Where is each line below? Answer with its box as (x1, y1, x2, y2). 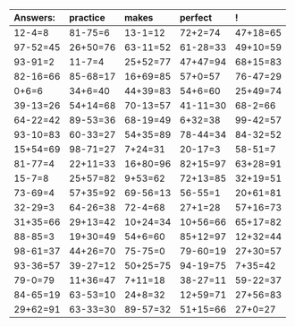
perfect (180, 12, 213, 23)
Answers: (13, 12, 55, 23)
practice (69, 12, 105, 23)
